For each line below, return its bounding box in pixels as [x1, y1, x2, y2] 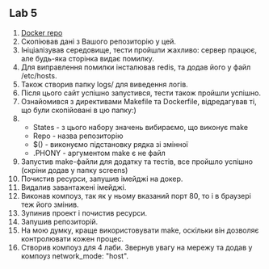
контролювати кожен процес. [20, 233, 124, 243]
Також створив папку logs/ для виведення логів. [20, 79, 188, 89]
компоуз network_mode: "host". [20, 250, 128, 261]
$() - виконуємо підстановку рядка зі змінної [32, 139, 188, 149]
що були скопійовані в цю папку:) [20, 105, 137, 115]
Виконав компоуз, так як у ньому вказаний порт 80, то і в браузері [20, 191, 251, 200]
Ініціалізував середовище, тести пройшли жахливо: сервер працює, [20, 44, 258, 55]
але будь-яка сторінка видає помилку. [20, 53, 154, 63]
